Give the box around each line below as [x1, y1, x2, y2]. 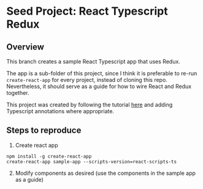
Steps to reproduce [6, 125, 82, 136]
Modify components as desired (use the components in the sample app [15, 169, 196, 177]
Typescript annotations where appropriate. [6, 108, 115, 114]
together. [6, 89, 29, 96]
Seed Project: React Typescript [6, 4, 168, 18]
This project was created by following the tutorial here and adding [6, 101, 173, 108]
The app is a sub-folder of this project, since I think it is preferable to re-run [6, 70, 197, 77]
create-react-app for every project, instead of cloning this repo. [6, 76, 167, 83]
